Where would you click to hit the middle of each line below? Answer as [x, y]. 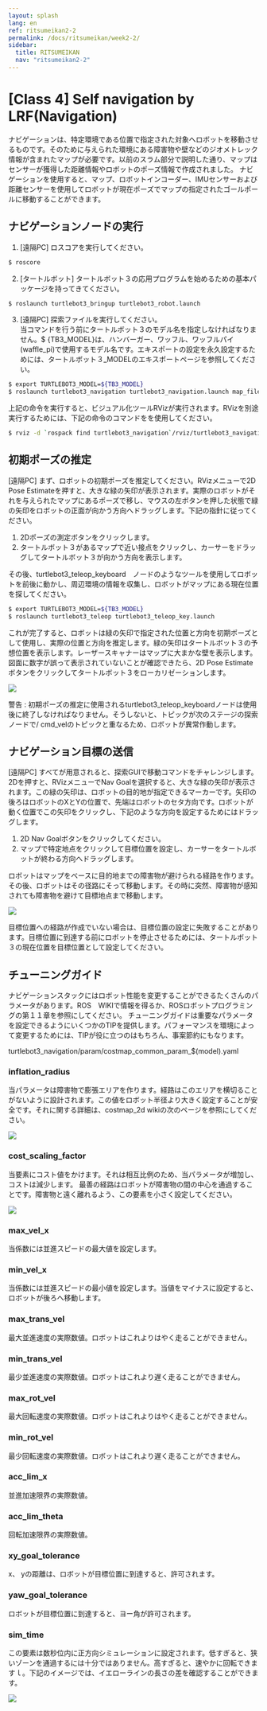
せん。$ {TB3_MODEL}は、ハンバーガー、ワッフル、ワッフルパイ [127, 340]
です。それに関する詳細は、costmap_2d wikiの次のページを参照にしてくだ [135, 1110]
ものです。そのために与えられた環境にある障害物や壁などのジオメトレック [136, 149]
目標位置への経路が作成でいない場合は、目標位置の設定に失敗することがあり [133, 927]
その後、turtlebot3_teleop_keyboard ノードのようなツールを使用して [123, 574]
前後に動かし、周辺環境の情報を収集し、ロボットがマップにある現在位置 [140, 584]
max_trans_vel [37, 1319]
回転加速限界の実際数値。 [50, 1535]
